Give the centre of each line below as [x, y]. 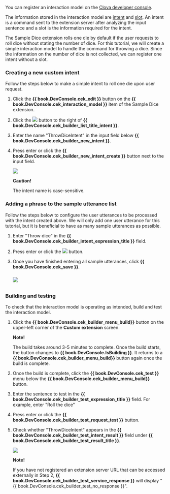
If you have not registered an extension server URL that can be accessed [89, 470]
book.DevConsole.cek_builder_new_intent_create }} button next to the [88, 156]
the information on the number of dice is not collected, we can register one [83, 54]
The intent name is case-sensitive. [48, 191]
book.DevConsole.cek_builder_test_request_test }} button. [76, 420]
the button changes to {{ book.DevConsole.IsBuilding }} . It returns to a [88, 352]
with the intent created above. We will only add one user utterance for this [82, 220]
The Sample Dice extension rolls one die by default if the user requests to [82, 38]
